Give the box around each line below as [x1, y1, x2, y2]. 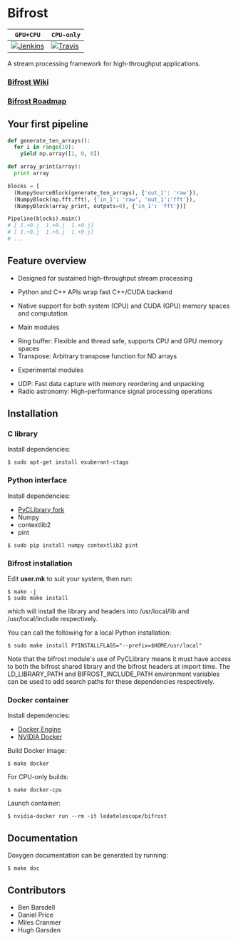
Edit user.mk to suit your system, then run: [7, 575, 133, 583]
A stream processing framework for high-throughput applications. [7, 59, 201, 68]
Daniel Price [17, 910, 53, 919]
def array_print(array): [7, 163, 81, 170]
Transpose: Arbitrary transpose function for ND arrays [17, 351, 177, 360]
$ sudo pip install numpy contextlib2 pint [7, 541, 139, 549]
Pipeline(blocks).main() [7, 215, 81, 222]
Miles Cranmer [17, 917, 62, 927]
